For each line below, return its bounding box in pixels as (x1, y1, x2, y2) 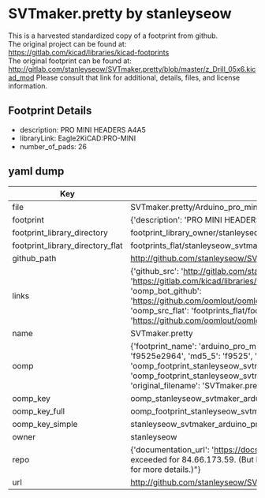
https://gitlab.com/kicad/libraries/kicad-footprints (8, 47, 170, 57)
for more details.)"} (129, 463, 201, 474)
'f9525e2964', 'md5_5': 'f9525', (129, 350, 253, 361)
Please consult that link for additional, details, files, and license (35, 73, 241, 82)
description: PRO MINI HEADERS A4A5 (19, 125, 146, 134)
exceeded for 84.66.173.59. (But (129, 454, 254, 465)
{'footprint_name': (129, 340, 197, 351)
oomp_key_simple (12, 418, 78, 429)
